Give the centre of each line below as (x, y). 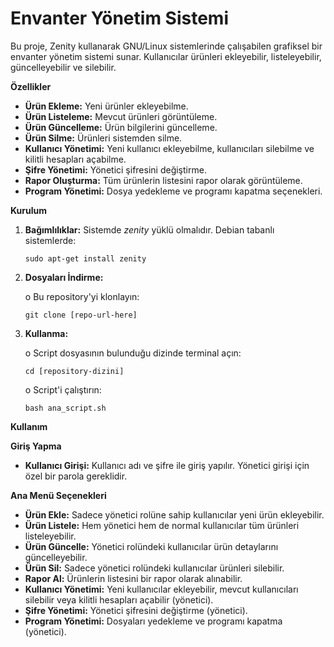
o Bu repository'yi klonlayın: (82, 296)
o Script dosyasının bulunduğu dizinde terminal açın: (133, 353)
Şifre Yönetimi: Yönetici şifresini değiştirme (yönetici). (136, 610)
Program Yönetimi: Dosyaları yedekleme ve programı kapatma (153, 621)
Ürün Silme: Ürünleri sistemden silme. (103, 138)
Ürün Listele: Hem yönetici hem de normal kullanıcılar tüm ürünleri (162, 525)
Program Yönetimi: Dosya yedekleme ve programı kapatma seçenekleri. (173, 191)
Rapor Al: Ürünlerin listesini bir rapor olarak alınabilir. (133, 578)
